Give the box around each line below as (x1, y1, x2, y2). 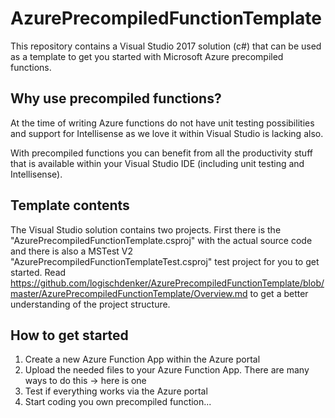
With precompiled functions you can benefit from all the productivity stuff (10, 147, 313, 159)
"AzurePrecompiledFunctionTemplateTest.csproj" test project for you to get (10, 255, 320, 267)
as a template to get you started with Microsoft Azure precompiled (10, 50, 284, 62)
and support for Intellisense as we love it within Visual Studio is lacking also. (10, 127, 324, 139)
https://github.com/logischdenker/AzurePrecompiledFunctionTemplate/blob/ (10, 277, 325, 289)
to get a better (249, 287, 309, 299)
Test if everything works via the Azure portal (24, 385, 208, 397)
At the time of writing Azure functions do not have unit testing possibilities (10, 117, 315, 129)
